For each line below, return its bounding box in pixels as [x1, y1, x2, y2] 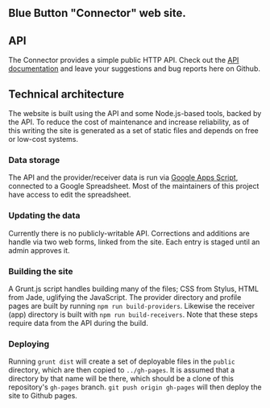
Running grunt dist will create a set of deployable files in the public [8, 356, 235, 366]
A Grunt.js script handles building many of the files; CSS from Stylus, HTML [8, 284, 260, 294]
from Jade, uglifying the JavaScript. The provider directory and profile [8, 292, 242, 302]
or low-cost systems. [8, 135, 79, 144]
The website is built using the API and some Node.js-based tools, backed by [8, 109, 262, 119]
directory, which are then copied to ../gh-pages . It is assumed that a [8, 365, 235, 375]
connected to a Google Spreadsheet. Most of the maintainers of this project [8, 181, 260, 191]
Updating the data [8, 210, 81, 221]
